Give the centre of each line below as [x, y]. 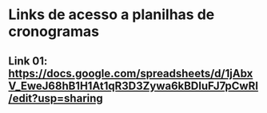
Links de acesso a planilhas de [112, 15]
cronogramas [54, 31]
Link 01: [28, 61]
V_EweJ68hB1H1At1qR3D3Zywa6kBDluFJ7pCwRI [133, 86]
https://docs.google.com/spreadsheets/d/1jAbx [131, 73]
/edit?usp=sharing [56, 98]
